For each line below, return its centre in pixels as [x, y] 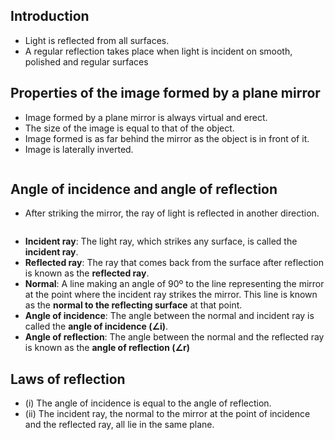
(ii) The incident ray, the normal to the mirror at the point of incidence [167, 414]
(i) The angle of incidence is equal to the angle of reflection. [148, 403]
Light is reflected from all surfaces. [97, 40]
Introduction [50, 16]
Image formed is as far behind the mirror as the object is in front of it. [167, 138]
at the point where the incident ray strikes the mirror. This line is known [171, 295]
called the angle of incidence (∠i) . [96, 326]
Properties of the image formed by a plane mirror [165, 93]
